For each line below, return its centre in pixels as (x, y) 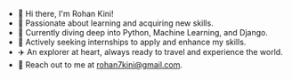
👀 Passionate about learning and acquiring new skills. (115, 23)
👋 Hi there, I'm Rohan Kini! (65, 14)
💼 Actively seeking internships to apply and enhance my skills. (132, 42)
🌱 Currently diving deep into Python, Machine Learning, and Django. (143, 32)
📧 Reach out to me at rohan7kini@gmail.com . (100, 65)
